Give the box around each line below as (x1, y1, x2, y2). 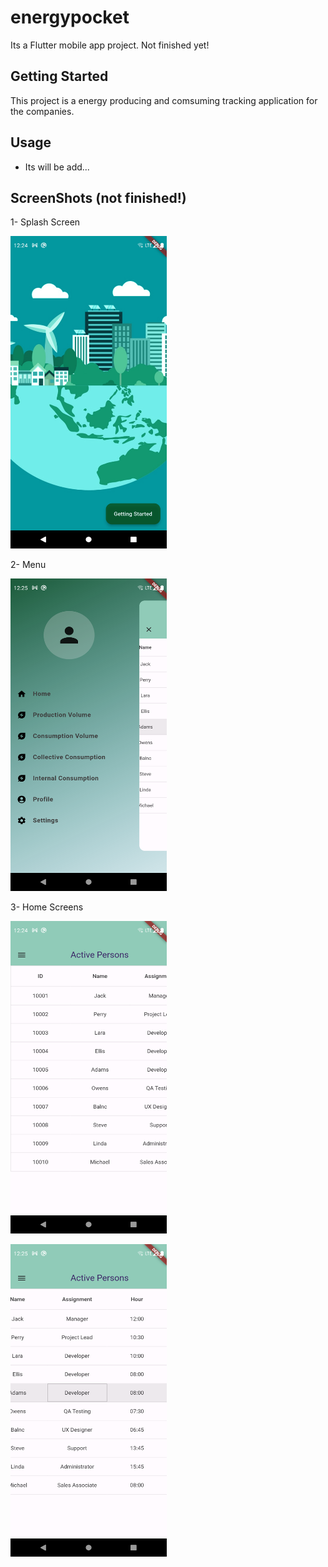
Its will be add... (24, 161, 90, 173)
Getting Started (10, 68, 109, 85)
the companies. (10, 105, 75, 117)
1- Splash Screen (10, 216, 81, 228)
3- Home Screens (10, 901, 84, 913)
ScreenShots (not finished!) (10, 189, 187, 206)
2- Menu (10, 559, 47, 571)
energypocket (10, 6, 130, 29)
